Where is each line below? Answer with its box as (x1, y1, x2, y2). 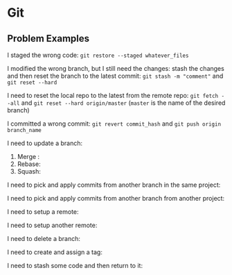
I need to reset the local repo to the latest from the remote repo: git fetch (7, 92, 219, 99)
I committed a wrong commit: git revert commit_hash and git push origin (7, 119, 222, 128)
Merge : (17, 153, 40, 160)
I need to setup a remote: (7, 208, 79, 216)
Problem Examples (7, 33, 90, 44)
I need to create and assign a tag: (7, 248, 102, 256)
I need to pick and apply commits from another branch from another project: (7, 194, 225, 202)
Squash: (17, 167, 42, 175)
